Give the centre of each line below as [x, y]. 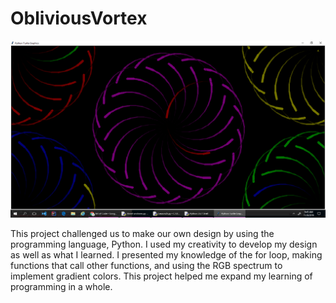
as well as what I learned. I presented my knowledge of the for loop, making [166, 255]
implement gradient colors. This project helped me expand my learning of [161, 276]
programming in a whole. [61, 287]
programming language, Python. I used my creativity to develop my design [164, 244]
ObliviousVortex [79, 18]
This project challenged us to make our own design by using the [142, 234]
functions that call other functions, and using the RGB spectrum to [146, 266]
